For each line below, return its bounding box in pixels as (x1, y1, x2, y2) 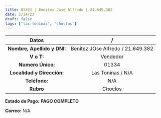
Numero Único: (18, 61, 55, 68)
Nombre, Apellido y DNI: (7, 45, 66, 52)
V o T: (29, 53, 44, 60)
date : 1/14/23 (5, 12, 35, 17)
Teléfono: (25, 77, 48, 84)
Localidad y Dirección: (9, 69, 64, 76)
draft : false (5, 16, 32, 21)
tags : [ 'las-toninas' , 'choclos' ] (5, 21, 77, 26)
